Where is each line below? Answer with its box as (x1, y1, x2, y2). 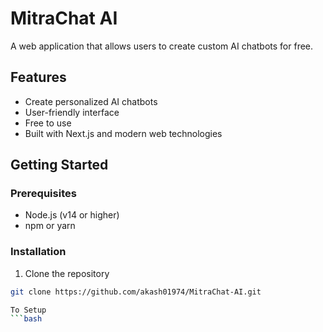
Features (10, 69, 67, 86)
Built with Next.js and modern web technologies (24, 127, 223, 139)
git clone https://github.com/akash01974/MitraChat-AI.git (10, 287, 262, 297)
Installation (10, 245, 67, 259)
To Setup (10, 305, 47, 315)
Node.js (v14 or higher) (24, 209, 120, 221)
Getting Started (10, 157, 109, 174)
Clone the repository (24, 267, 110, 279)
